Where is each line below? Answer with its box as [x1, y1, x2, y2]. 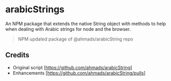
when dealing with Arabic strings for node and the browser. [5, 26, 131, 32]
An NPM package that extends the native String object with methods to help [5, 21, 166, 27]
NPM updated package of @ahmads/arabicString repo [17, 36, 134, 42]
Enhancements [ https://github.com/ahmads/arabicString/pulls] [12, 70, 146, 76]
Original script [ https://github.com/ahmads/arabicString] [12, 64, 132, 70]
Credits [5, 51, 30, 59]
